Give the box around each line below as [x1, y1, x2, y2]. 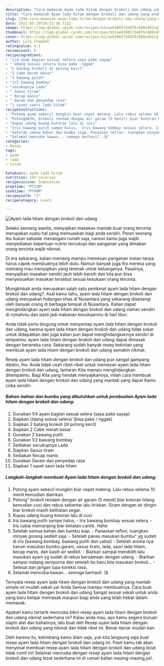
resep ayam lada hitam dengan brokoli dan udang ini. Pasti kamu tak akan [5, 640, 153, 645]
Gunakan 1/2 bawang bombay [12, 437, 73, 443]
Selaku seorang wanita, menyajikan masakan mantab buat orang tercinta [5, 225, 151, 231]
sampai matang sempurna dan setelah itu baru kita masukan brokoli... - [12, 559, 155, 565]
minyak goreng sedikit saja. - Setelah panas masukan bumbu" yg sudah [12, 533, 157, 539]
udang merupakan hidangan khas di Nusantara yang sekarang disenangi [5, 296, 151, 302]
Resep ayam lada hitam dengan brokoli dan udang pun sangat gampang [5, 356, 150, 362]
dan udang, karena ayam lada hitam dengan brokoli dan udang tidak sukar [5, 326, 154, 332]
